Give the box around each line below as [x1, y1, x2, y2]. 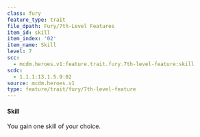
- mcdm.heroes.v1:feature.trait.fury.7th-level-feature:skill [13, 61, 195, 67]
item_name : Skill [7, 42, 57, 48]
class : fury [7, 10, 41, 17]
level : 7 [7, 48, 32, 55]
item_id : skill [7, 29, 51, 36]
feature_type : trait [7, 16, 66, 23]
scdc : [7, 67, 23, 74]
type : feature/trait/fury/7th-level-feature [7, 86, 136, 93]
